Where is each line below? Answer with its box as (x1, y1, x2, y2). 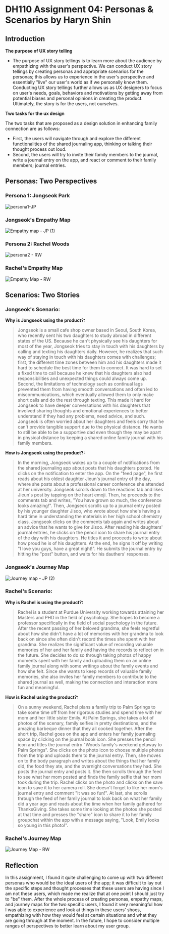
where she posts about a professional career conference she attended (17, 481, 164, 487)
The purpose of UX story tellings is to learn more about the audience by (12, 58, 162, 64)
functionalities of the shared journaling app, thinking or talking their (12, 141, 152, 147)
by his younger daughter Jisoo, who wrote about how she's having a (17, 508, 160, 514)
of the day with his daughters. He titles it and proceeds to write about (17, 535, 162, 541)
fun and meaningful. (17, 684, 60, 690)
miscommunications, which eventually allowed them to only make (17, 392, 154, 398)
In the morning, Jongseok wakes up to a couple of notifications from (17, 459, 160, 466)
